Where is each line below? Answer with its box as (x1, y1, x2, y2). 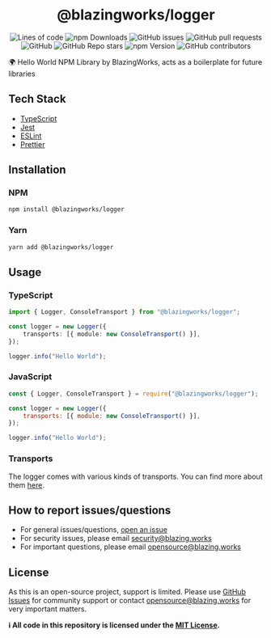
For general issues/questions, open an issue (19, 525, 168, 534)
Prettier (19, 139, 45, 149)
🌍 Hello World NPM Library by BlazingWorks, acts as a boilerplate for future (8, 57, 263, 66)
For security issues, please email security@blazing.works (19, 534, 212, 543)
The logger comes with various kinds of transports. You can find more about (8, 471, 263, 481)
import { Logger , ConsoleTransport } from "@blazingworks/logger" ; (8, 308, 241, 316)
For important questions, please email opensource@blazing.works (19, 542, 241, 551)
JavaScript (8, 371, 53, 382)
